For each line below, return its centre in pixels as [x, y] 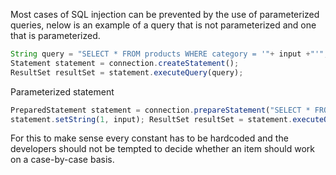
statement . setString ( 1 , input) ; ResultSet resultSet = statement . [151, 119]
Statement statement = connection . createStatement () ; [125, 63]
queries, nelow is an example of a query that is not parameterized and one [163, 25]
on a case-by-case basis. [62, 160]
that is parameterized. [55, 35]
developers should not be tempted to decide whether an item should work [162, 149]
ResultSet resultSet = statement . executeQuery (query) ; [127, 72]
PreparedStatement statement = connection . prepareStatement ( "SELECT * [160, 110]
